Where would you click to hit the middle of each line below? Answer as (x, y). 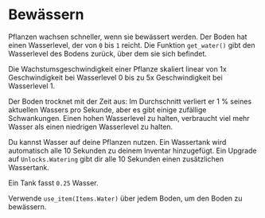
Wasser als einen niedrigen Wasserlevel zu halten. (91, 127)
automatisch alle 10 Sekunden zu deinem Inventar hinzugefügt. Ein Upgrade (132, 150)
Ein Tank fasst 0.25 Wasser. (53, 183)
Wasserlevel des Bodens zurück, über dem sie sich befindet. (107, 53)
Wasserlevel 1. (32, 86)
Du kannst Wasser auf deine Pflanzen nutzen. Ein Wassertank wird (117, 142)
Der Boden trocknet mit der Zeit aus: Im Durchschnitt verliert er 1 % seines (130, 101)
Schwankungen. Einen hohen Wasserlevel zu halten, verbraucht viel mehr (129, 118)
